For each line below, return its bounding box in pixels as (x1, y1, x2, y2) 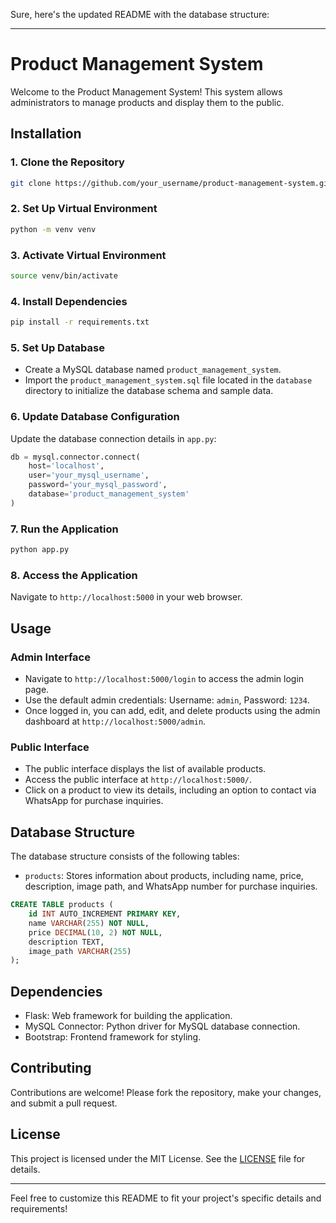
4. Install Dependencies (10, 294, 128, 308)
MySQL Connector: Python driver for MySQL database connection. (24, 1020, 301, 1033)
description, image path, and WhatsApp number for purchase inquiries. (24, 880, 318, 893)
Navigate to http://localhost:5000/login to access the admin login (24, 673, 305, 685)
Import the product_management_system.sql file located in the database (24, 374, 313, 386)
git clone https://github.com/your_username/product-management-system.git (10, 178, 333, 188)
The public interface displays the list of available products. (24, 763, 267, 775)
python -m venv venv (10, 224, 97, 234)
